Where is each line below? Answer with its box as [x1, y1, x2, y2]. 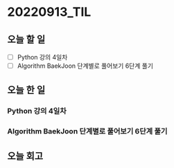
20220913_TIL [7, 4, 92, 20]
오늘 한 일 [7, 84, 46, 95]
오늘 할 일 [7, 33, 46, 45]
